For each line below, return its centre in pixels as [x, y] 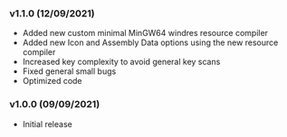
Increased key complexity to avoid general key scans [121, 62]
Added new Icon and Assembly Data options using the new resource [150, 42]
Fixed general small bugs [69, 71]
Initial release [47, 123]
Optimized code [53, 81]
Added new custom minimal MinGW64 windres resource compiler [145, 33]
